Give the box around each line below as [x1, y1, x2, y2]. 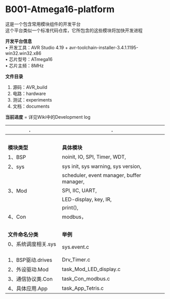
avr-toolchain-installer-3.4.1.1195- [69, 44, 139, 50]
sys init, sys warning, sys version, [62, 162, 142, 170]
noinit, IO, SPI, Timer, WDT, [62, 153, 126, 160]
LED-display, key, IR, [62, 195, 112, 203]
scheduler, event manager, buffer [62, 172, 142, 179]
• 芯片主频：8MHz [5, 62, 44, 69]
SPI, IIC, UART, [62, 187, 97, 194]
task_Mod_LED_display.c [62, 265, 121, 273]
